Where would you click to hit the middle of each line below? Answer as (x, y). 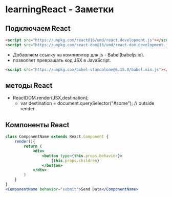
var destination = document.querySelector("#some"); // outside (87, 103)
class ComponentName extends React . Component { (57, 137)
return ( (33, 146)
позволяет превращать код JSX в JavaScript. (62, 60)
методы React (29, 86)
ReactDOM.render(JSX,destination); (51, 98)
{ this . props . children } (75, 161)
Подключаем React (38, 28)
